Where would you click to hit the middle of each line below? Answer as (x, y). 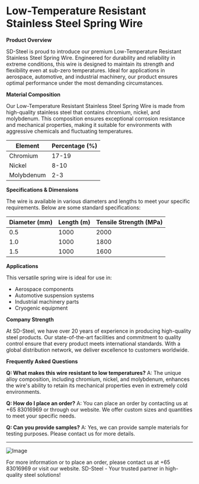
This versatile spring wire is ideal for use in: (59, 278)
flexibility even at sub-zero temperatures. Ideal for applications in (86, 70)
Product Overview (29, 40)
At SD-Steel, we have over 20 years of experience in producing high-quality (99, 331)
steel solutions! (42, 475)
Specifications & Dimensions (42, 190)
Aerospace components (44, 289)
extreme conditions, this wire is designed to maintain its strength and (90, 64)
